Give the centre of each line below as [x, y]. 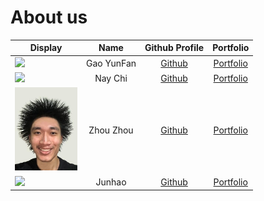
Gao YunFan [111, 63]
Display [46, 48]
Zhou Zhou [111, 130]
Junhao [111, 182]
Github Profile [174, 48]
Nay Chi [111, 78]
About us [49, 17]
